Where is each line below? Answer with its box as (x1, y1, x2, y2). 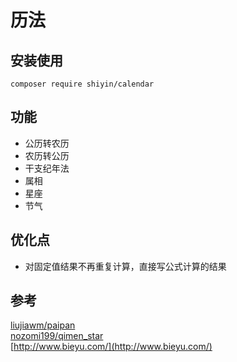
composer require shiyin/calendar (10, 79, 155, 89)
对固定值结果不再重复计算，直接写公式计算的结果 (24, 260, 227, 272)
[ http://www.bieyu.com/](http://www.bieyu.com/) (10, 341, 213, 353)
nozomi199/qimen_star (10, 330, 104, 342)
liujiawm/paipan (10, 319, 76, 331)
